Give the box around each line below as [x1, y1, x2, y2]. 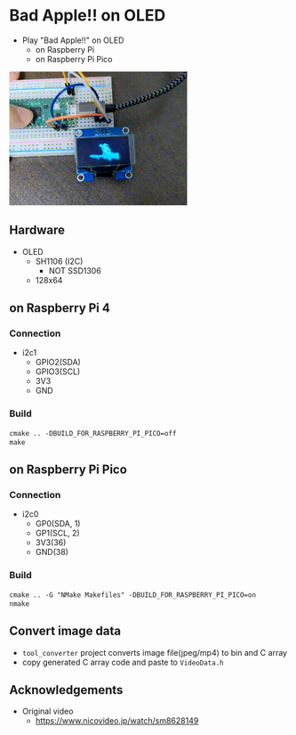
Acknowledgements [9, 682, 124, 698]
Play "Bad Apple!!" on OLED [21, 35, 124, 45]
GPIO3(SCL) [35, 366, 81, 377]
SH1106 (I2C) [35, 256, 84, 266]
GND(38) [35, 547, 69, 558]
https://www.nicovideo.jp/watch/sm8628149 [35, 715, 199, 726]
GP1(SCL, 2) [35, 527, 80, 539]
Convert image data [9, 624, 122, 639]
